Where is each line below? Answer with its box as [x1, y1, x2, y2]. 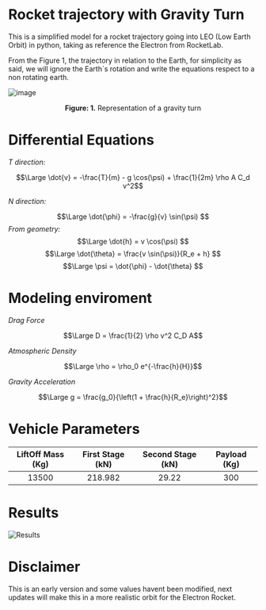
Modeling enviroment [8, 290, 153, 307]
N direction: [8, 196, 47, 205]
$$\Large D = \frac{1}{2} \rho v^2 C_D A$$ [63, 331, 203, 340]
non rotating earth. [8, 72, 70, 82]
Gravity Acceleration [8, 377, 76, 386]
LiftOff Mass [16, 448, 65, 459]
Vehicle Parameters [8, 420, 140, 438]
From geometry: [8, 224, 61, 233]
